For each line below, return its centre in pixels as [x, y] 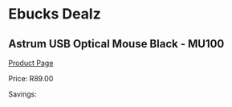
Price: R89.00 [31, 78]
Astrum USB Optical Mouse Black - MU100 [116, 44]
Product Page [31, 63]
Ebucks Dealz [55, 14]
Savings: [23, 94]
